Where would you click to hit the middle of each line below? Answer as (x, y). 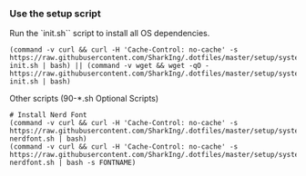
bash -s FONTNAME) (102, 163)
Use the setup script (56, 14)
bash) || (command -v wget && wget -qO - (129, 66)
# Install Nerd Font (49, 115)
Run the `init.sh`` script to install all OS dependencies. (110, 34)
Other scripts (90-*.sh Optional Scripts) (84, 99)
